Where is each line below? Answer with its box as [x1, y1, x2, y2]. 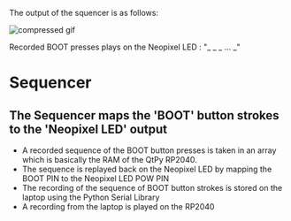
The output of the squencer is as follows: [9, 8, 159, 18]
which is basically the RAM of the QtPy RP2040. [21, 155, 197, 164]
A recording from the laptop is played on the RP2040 [21, 202, 215, 211]
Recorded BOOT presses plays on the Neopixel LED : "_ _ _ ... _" [9, 42, 241, 52]
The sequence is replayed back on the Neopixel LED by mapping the [21, 164, 272, 174]
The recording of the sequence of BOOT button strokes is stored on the [21, 183, 283, 193]
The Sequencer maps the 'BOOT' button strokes [9, 108, 280, 123]
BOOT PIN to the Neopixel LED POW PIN [21, 173, 170, 184]
